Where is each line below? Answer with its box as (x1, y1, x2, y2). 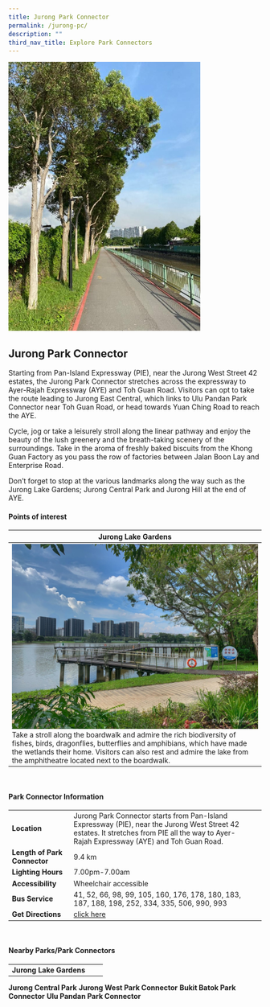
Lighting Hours (11, 867, 63, 877)
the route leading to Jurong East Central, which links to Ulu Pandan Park (8, 394, 247, 404)
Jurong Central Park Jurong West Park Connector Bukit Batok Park (8, 983, 236, 993)
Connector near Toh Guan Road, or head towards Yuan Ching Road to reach (8, 402, 260, 412)
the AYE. (8, 411, 37, 421)
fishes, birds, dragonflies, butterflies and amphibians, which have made (11, 738, 247, 748)
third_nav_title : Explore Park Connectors (8, 39, 153, 47)
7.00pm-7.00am (73, 867, 130, 877)
